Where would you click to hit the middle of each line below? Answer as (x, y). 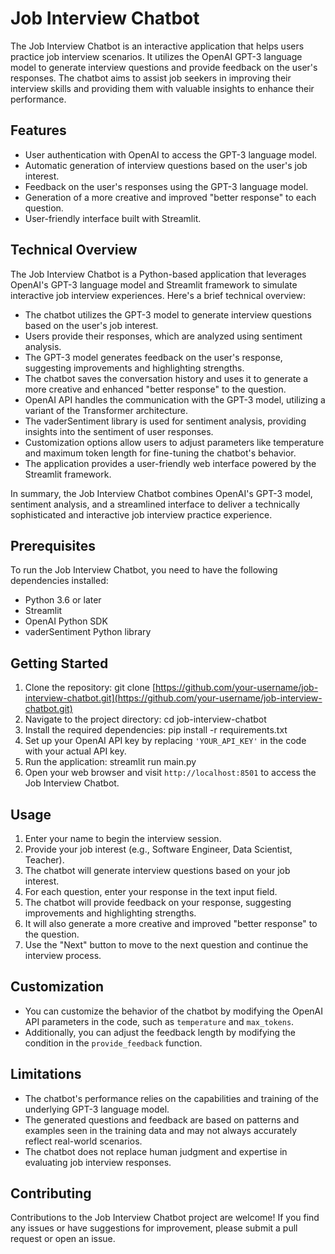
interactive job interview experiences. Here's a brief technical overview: (158, 295)
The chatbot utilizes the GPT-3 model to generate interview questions (168, 314)
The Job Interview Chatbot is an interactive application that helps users (157, 46)
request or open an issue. (63, 1239)
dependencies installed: (59, 581)
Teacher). (44, 860)
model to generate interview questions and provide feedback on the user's (164, 67)
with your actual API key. (75, 751)
